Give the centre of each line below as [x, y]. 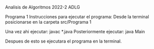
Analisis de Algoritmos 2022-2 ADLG [43, 7]
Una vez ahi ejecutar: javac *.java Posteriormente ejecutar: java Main [75, 31]
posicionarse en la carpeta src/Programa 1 [48, 22]
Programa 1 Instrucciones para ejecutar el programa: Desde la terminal [77, 17]
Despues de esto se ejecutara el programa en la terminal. [64, 41]
